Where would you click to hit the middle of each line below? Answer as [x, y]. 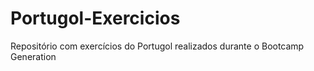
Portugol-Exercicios [95, 18]
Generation [33, 56]
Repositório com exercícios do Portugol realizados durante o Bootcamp [157, 46]
